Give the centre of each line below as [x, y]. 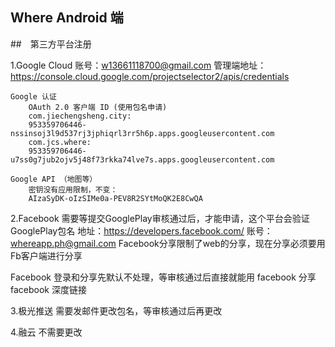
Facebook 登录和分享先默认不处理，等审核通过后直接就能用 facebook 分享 [163, 277]
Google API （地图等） [54, 179]
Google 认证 [33, 96]
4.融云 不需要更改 [46, 332]
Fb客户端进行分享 [46, 255]
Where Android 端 [67, 18]
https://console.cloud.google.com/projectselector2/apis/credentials [150, 76]
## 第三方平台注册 [51, 44]
